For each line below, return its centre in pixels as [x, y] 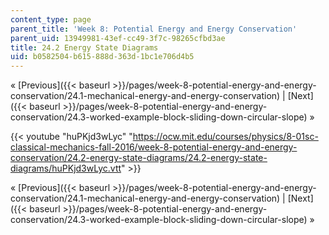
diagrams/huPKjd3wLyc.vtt [66, 168]
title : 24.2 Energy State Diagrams [84, 47]
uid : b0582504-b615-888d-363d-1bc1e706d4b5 [102, 57]
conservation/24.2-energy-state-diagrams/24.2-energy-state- [139, 158]
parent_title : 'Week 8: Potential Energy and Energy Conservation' [154, 29]
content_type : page [51, 19]
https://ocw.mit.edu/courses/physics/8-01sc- [225, 137]
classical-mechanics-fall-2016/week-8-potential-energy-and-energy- [154, 147]
